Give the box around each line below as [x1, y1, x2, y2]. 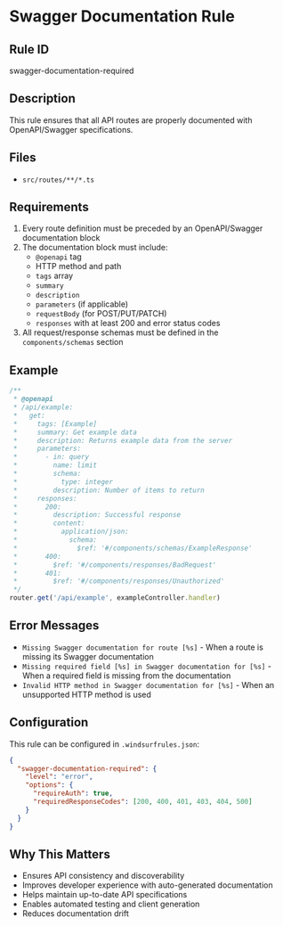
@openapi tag [35, 251, 82, 262]
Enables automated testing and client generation [21, 898, 200, 910]
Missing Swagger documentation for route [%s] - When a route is [21, 642, 264, 652]
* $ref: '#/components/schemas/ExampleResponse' [12, 544, 253, 553]
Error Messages [9, 618, 100, 634]
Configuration [9, 715, 89, 730]
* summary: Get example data [12, 428, 138, 437]
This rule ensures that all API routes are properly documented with [9, 114, 253, 126]
